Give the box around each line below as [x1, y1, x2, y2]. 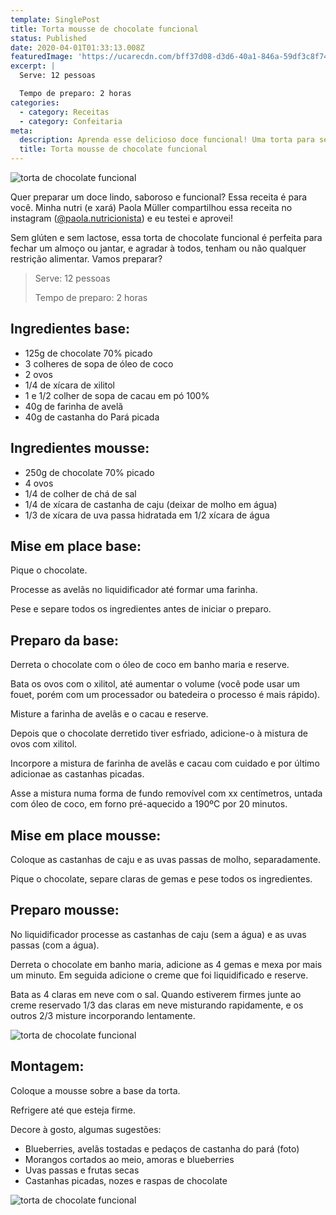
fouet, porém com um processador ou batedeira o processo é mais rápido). [10, 689, 321, 701]
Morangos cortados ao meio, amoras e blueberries [24, 1153, 235, 1165]
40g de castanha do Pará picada [24, 411, 160, 423]
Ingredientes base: [10, 321, 130, 338]
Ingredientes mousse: [10, 440, 150, 457]
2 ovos [24, 368, 53, 380]
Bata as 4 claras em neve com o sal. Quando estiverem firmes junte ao [10, 988, 302, 1000]
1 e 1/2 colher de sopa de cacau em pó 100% [24, 389, 210, 401]
